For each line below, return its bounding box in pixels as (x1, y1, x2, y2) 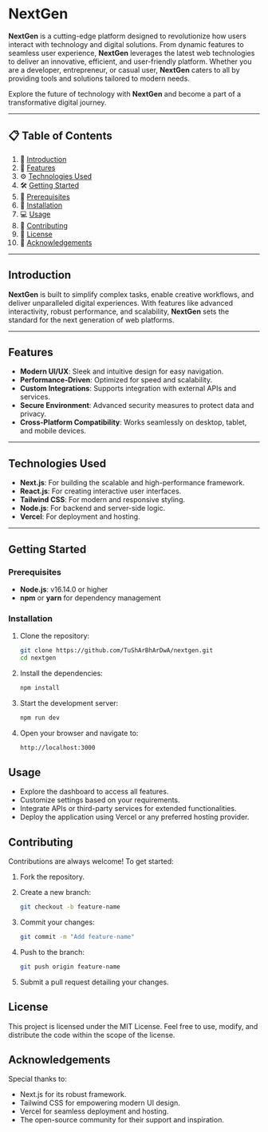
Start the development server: (19, 698, 119, 707)
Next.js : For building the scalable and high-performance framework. (19, 478, 245, 488)
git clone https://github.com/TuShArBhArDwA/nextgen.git (19, 647, 214, 655)
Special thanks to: (8, 1075, 68, 1084)
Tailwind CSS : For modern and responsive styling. (19, 495, 186, 505)
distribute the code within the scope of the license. (8, 1030, 175, 1039)
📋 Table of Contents (8, 129, 113, 143)
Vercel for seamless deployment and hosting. (19, 1106, 169, 1116)
